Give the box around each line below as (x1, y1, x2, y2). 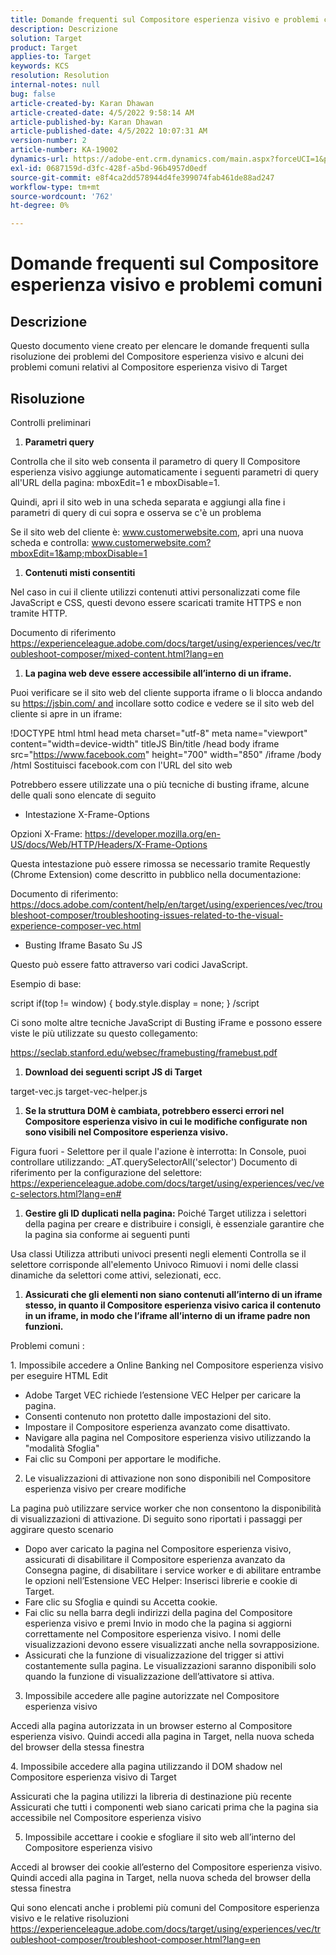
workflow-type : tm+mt (10, 182, 101, 192)
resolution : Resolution (10, 71, 110, 81)
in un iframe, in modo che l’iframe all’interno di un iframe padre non (24, 1309, 311, 1321)
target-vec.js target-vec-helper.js (10, 1085, 148, 1097)
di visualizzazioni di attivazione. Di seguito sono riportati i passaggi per (10, 1512, 303, 1525)
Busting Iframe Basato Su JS (24, 939, 143, 951)
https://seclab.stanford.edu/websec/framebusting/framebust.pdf (10, 1046, 278, 1058)
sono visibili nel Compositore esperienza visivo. (24, 1126, 229, 1138)
